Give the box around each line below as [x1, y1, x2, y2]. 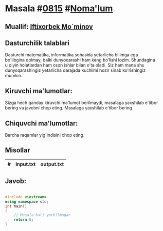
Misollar [5, 146, 31, 154]
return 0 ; [14, 217, 34, 222]
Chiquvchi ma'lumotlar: [5, 119, 78, 127]
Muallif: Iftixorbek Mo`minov [5, 22, 93, 31]
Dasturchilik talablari [5, 39, 70, 47]
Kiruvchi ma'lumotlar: [5, 86, 72, 95]
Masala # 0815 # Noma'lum [5, 3, 113, 14]
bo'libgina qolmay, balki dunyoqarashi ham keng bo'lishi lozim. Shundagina [5, 57, 155, 63]
